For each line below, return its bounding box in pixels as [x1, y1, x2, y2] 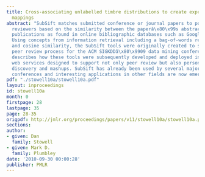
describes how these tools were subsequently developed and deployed [12, 54, 192, 60]
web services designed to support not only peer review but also [12, 60, 182, 66]
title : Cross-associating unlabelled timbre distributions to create [6, 9, 187, 15]
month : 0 [6, 94, 29, 100]
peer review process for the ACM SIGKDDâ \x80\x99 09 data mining [12, 49, 179, 55]
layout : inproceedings [6, 83, 64, 89]
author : [6, 128, 26, 134]
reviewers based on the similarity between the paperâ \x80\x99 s [12, 26, 179, 32]
